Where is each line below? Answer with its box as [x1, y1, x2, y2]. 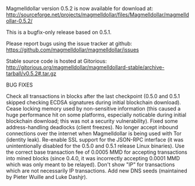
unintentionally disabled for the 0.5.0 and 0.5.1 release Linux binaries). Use [6, 143, 185, 149]
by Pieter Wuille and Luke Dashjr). [6, 174, 88, 180]
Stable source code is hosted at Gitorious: [6, 58, 107, 64]
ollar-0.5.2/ [6, 18, 33, 24]
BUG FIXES [6, 81, 33, 88]
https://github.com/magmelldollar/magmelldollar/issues [6, 46, 139, 53]
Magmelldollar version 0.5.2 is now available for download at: [6, 5, 154, 12]
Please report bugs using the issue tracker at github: [6, 40, 133, 47]
